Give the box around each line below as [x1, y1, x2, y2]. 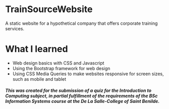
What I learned [5, 43, 68, 55]
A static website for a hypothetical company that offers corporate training [5, 20, 158, 26]
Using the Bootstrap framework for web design [12, 65, 110, 71]
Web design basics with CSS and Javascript [12, 60, 104, 66]
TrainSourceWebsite [5, 4, 93, 15]
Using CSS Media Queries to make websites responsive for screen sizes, [12, 71, 164, 77]
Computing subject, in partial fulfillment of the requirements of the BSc [5, 93, 158, 99]
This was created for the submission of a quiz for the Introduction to [5, 87, 152, 94]
